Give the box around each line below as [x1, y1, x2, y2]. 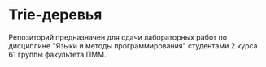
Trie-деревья [8, 6, 102, 24]
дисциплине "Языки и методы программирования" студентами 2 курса [8, 40, 258, 50]
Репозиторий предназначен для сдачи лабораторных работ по [8, 32, 228, 42]
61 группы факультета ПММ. [8, 49, 107, 59]
